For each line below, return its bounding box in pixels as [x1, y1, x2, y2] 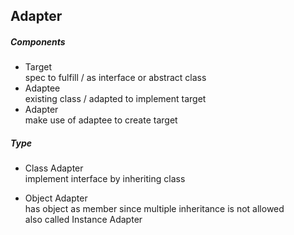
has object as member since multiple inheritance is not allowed [24, 203, 285, 215]
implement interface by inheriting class [24, 173, 186, 185]
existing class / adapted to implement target [24, 93, 207, 105]
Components [10, 35, 66, 48]
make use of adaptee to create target [24, 114, 178, 126]
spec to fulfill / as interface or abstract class [24, 72, 207, 84]
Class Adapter [24, 162, 84, 174]
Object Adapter [24, 192, 88, 204]
